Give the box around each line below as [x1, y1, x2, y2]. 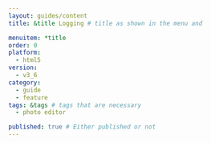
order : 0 [8, 41, 38, 49]
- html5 [15, 56, 42, 64]
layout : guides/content [8, 11, 88, 20]
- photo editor [15, 108, 67, 116]
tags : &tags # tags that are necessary [8, 101, 142, 109]
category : [8, 78, 42, 87]
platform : [8, 49, 42, 57]
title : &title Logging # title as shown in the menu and [8, 19, 203, 27]
